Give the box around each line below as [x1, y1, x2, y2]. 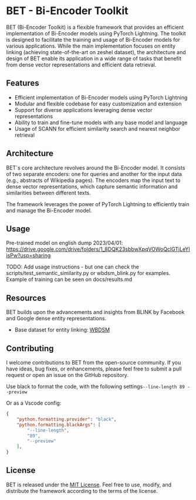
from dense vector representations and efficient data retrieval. [6, 61, 157, 68]
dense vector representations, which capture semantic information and [6, 183, 178, 190]
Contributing [6, 343, 54, 353]
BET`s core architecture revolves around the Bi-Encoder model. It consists [6, 164, 185, 171]
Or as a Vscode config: [6, 399, 62, 406]
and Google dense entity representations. [6, 315, 107, 322]
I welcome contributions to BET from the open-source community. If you [6, 359, 181, 366]
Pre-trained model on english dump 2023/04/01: [6, 240, 123, 247]
